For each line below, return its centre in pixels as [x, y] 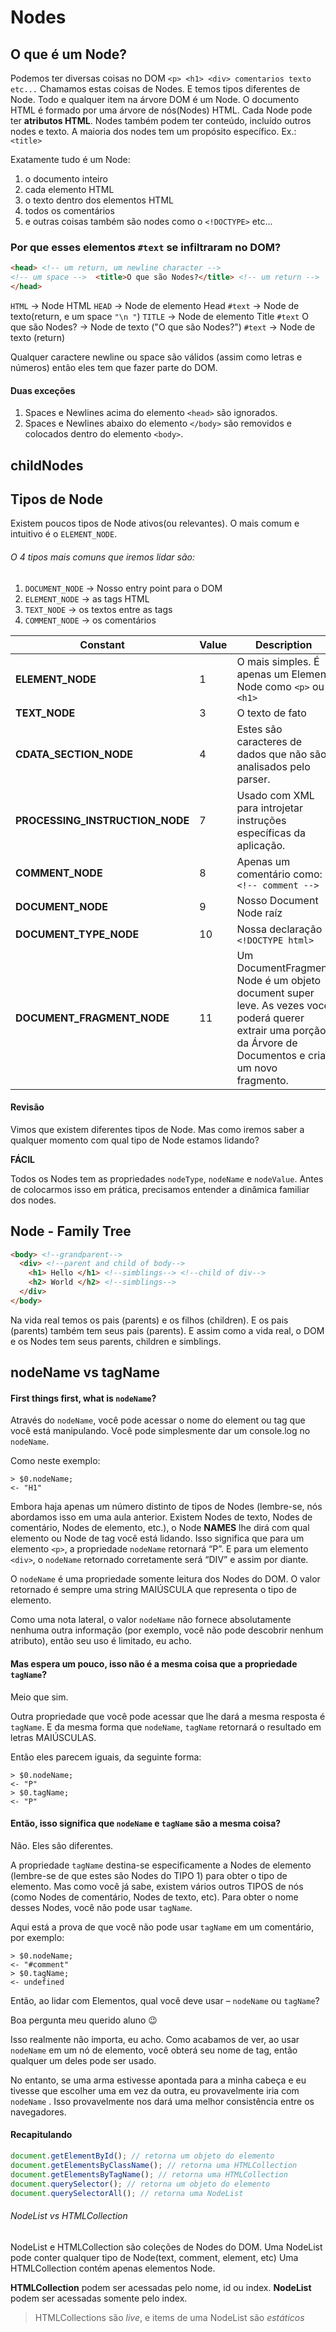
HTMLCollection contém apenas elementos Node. [113, 2268]
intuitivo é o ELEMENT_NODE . [64, 534]
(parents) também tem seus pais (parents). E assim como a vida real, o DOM [167, 1330]
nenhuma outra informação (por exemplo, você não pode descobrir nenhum [167, 1630]
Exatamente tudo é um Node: [70, 159]
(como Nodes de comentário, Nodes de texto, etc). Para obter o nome [154, 1897]
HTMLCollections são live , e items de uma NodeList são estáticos [169, 2317]
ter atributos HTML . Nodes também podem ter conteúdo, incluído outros [161, 120]
